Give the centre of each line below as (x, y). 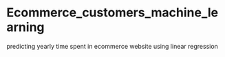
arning (26, 27)
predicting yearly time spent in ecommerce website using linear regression (112, 46)
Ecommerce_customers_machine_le (112, 13)
